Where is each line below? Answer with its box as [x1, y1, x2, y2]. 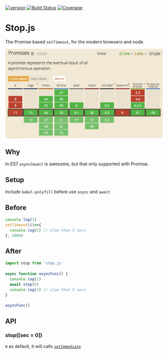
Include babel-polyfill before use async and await [5, 189, 110, 195]
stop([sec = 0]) [5, 332, 42, 339]
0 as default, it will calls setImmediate [5, 343, 81, 349]
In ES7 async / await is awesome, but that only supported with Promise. [5, 161, 149, 167]
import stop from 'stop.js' [5, 261, 64, 266]
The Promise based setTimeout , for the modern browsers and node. [5, 39, 144, 45]
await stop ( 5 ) [9, 282, 39, 287]
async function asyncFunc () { [5, 271, 68, 276]
